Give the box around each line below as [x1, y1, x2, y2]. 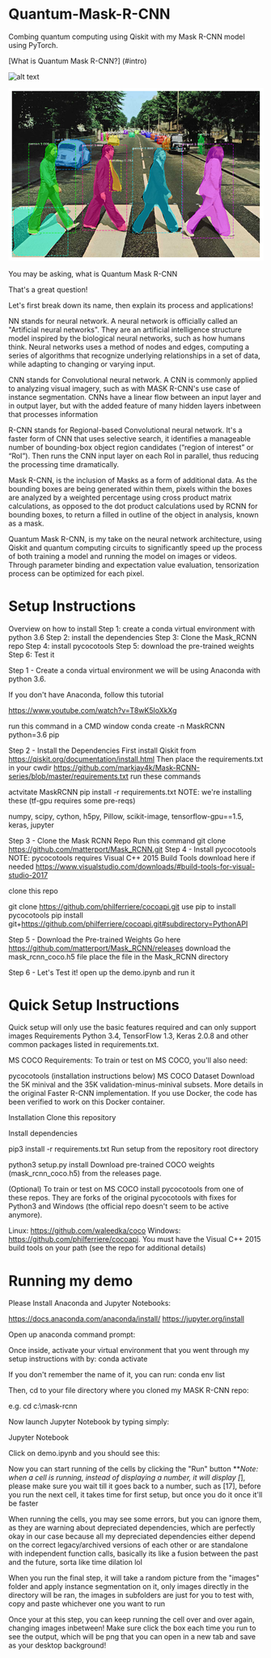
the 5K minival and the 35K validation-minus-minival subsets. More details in [8, 1080, 264, 1089]
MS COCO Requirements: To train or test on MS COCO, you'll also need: [8, 1055, 248, 1065]
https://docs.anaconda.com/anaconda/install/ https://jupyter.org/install [8, 1314, 245, 1324]
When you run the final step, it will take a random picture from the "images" [8, 1573, 260, 1583]
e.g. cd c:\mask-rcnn [8, 1401, 78, 1411]
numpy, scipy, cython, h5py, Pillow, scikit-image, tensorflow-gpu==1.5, [8, 811, 244, 821]
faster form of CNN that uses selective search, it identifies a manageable [8, 433, 251, 443]
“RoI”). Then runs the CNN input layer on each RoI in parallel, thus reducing [8, 451, 259, 461]
